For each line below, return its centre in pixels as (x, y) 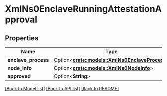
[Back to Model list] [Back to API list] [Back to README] (62, 88)
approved (19, 76)
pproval (21, 20)
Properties (22, 38)
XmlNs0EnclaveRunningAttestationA (83, 9)
